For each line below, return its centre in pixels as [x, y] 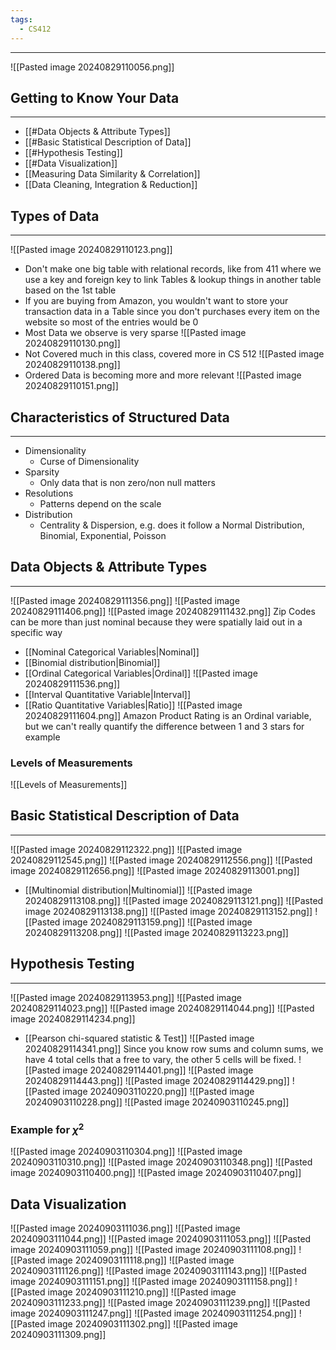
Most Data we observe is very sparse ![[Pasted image [135, 333]
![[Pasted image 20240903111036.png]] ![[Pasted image [125, 1228]
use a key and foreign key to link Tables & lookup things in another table [173, 280]
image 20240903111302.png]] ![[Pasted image [142, 1324]
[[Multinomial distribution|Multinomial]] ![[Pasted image [138, 890]
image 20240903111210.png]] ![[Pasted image [142, 1292]
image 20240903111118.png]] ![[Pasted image [141, 1260]
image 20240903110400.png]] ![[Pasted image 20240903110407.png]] [156, 1173]
